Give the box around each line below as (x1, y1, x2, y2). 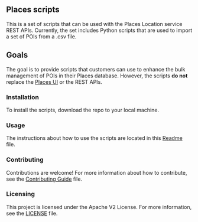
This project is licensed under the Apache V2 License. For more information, (6, 203, 192, 210)
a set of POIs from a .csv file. (6, 32, 77, 40)
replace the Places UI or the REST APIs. (6, 78, 102, 85)
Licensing (6, 190, 35, 198)
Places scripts (6, 5, 60, 15)
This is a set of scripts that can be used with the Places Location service (6, 20, 183, 27)
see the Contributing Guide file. (6, 175, 83, 182)
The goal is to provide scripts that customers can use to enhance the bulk (6, 66, 186, 73)
